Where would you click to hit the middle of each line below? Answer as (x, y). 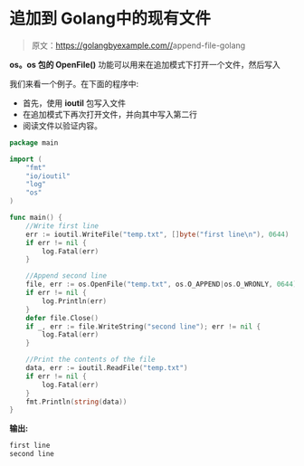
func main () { (36, 218)
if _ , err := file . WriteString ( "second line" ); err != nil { (143, 327)
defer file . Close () (62, 318)
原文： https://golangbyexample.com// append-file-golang (138, 45)
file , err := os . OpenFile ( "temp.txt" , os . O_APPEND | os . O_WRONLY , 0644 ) (161, 285)
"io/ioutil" (48, 176)
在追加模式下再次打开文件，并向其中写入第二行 (109, 114)
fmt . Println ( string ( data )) (76, 402)
